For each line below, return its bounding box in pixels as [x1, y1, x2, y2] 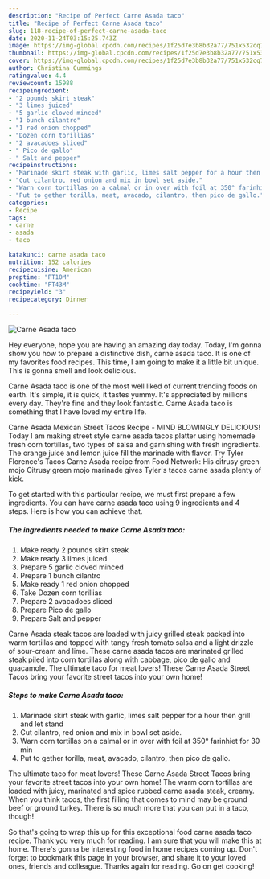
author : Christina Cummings [8, 64, 103, 72]
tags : [8, 214, 27, 222]
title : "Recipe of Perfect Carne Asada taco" [8, 19, 163, 27]
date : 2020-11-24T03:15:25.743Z [8, 34, 117, 43]
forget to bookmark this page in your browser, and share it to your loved [8, 852, 247, 862]
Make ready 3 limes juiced [19, 553, 108, 563]
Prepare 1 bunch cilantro [19, 570, 101, 580]
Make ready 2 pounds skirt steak [19, 544, 129, 555]
